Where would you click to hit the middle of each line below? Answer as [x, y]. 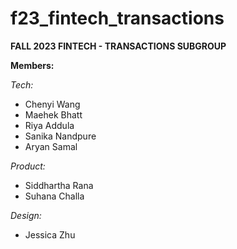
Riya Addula [49, 125]
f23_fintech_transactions [117, 18]
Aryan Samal [51, 146]
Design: [26, 215]
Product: [28, 166]
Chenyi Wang [52, 104]
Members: [32, 65]
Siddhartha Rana [59, 185]
